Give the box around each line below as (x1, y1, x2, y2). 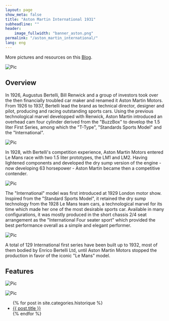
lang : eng (5, 40, 26, 45)
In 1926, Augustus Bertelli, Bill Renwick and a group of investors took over (5, 92, 158, 98)
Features (5, 267, 34, 276)
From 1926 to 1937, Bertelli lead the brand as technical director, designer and (5, 102, 164, 109)
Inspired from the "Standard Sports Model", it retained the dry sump (5, 195, 146, 201)
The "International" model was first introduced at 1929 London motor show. (5, 190, 162, 196)
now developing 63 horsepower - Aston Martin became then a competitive (5, 165, 160, 171)
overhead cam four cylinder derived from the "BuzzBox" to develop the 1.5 (5, 119, 160, 125)
